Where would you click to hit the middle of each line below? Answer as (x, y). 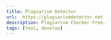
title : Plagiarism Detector (41, 11)
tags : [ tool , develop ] (34, 28)
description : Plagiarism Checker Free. (56, 22)
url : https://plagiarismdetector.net (55, 17)
